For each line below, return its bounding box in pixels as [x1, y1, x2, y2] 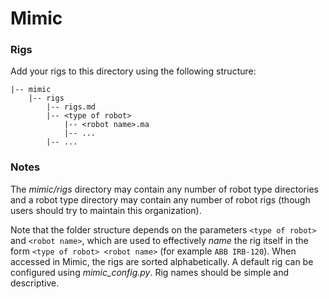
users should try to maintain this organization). [10, 204, 202, 216]
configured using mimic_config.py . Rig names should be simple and [10, 266, 289, 278]
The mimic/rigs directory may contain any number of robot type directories [10, 183, 319, 195]
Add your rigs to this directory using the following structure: [10, 65, 257, 77]
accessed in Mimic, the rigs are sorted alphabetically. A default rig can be [10, 255, 314, 267]
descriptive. [10, 277, 60, 289]
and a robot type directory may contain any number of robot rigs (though [10, 193, 311, 206]
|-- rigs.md [46, 102, 97, 112]
